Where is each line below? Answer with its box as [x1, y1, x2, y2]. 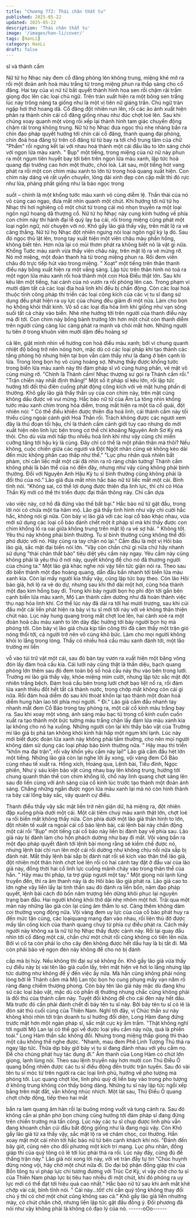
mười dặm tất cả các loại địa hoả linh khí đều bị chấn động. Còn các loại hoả [6, 285, 190, 292]
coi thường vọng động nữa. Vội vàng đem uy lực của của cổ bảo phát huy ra [6, 908, 189, 915]
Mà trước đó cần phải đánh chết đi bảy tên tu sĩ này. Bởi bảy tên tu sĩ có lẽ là [6, 1001, 190, 1008]
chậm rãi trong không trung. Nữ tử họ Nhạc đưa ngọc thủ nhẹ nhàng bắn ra [6, 124, 187, 131]
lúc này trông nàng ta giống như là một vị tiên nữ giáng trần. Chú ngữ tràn [6, 99, 183, 106]
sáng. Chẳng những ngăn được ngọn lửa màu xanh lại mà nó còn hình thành [6, 785, 189, 792]
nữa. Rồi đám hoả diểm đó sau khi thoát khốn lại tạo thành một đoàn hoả [6, 692, 181, 699]
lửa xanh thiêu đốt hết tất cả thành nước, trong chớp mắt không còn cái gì [6, 686, 183, 693]
